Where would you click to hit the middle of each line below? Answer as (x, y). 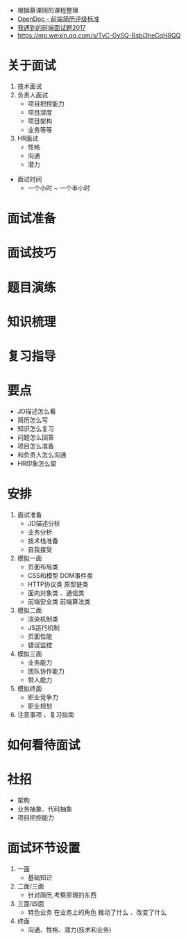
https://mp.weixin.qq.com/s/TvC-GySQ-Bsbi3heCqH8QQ (99, 35)
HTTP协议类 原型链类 (58, 584)
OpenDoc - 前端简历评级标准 (58, 19)
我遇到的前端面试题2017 (51, 27)
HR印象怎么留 (37, 463)
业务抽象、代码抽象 (45, 809)
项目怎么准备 (35, 446)
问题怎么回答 (35, 437)
